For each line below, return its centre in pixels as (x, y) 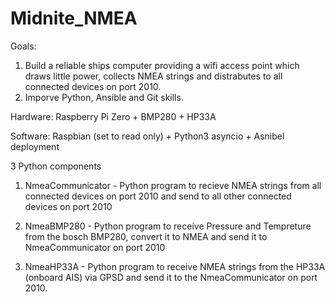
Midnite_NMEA (74, 18)
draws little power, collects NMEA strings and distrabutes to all (153, 76)
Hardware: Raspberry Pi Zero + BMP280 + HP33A (113, 116)
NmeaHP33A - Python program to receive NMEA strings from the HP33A (175, 266)
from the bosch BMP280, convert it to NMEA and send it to (146, 236)
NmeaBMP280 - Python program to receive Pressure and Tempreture (168, 226)
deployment (35, 146)
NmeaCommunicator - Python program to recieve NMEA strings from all (173, 185)
